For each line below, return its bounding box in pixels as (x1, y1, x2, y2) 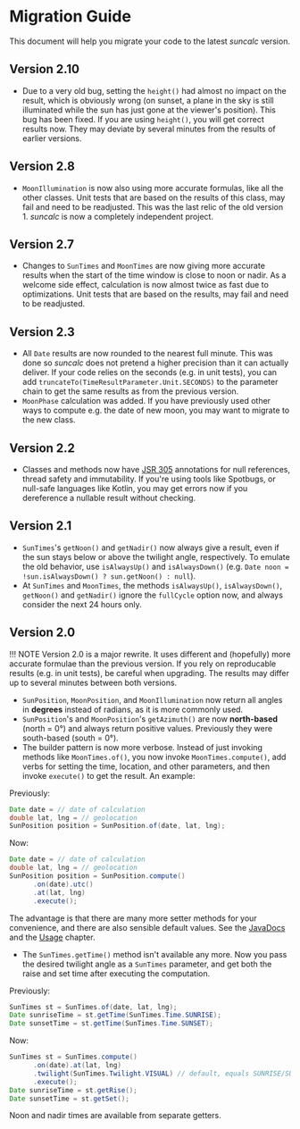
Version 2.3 (9, 324, 76, 339)
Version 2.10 (9, 62, 80, 77)
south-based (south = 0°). (21, 732, 119, 743)
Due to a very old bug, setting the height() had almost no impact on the (21, 85, 287, 96)
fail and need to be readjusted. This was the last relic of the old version (21, 201, 284, 212)
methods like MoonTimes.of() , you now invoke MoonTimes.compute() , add (21, 751, 287, 762)
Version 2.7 (9, 237, 74, 252)
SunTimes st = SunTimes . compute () (9, 1052, 138, 1062)
